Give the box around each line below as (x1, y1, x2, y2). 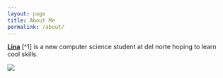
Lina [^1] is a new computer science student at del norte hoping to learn (7, 43, 217, 51)
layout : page (7, 10, 46, 18)
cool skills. (7, 50, 38, 58)
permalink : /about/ (7, 23, 65, 30)
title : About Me (7, 17, 55, 24)
